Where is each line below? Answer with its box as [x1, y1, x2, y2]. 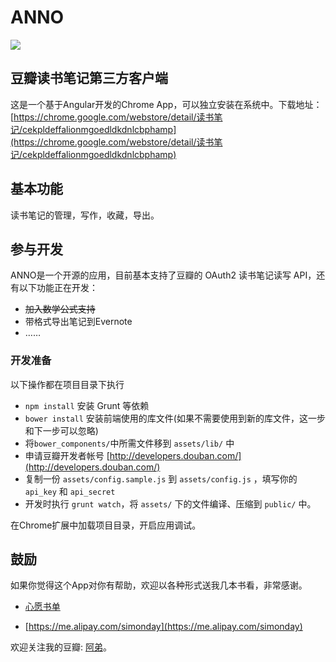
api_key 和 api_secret [24, 485, 116, 497]
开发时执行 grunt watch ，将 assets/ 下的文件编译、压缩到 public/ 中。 [24, 497, 317, 510]
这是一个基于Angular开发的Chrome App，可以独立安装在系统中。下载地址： [10, 98, 323, 110]
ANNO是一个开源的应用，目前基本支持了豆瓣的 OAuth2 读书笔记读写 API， [10, 269, 317, 281]
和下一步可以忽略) [24, 424, 99, 436]
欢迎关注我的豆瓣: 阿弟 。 [10, 641, 112, 653]
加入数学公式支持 [24, 303, 96, 315]
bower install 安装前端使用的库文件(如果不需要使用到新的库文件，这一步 [24, 412, 326, 424]
